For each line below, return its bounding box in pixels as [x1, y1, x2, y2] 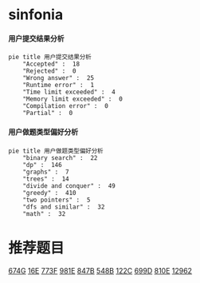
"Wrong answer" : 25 [22, 74, 94, 82]
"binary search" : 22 [22, 153, 98, 161]
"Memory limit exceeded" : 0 [22, 95, 124, 103]
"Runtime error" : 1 [22, 82, 94, 90]
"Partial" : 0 [22, 110, 73, 118]
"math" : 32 [22, 209, 66, 217]
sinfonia [8, 6, 64, 24]
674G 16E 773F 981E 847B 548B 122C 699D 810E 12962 [8, 265, 193, 275]
